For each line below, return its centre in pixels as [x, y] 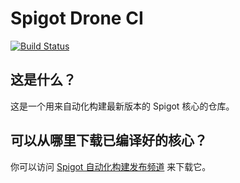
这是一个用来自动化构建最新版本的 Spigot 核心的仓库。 [122, 106]
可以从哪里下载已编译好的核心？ [109, 140]
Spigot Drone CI [77, 18]
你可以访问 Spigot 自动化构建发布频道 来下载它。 [111, 166]
